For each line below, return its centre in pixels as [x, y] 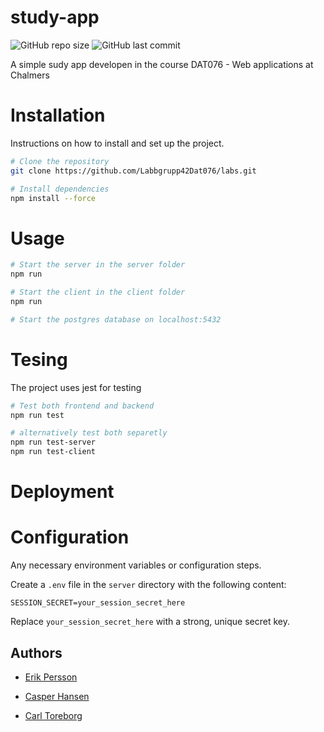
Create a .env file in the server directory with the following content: [148, 585]
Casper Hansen [57, 696]
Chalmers [30, 75]
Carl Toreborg [53, 715]
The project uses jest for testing [76, 387]
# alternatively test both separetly [89, 433]
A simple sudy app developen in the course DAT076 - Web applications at [162, 64]
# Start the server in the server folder [98, 265]
